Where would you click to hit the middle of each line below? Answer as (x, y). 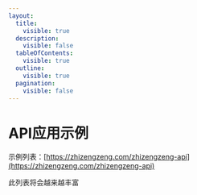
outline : (30, 68)
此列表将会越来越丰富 (43, 183)
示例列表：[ (27, 157)
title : (27, 23)
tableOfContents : (45, 53)
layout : (21, 16)
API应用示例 (48, 133)
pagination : (36, 83)
